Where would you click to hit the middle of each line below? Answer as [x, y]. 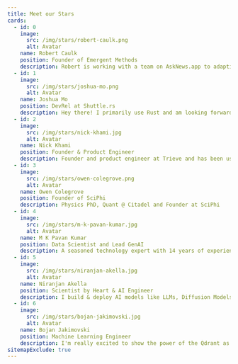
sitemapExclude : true [39, 350]
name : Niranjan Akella [53, 284]
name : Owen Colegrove [52, 192]
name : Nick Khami [46, 146]
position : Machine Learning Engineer [76, 336]
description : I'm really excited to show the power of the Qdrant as [125, 343]
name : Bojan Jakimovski [55, 330]
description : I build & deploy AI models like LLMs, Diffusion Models [126, 297]
